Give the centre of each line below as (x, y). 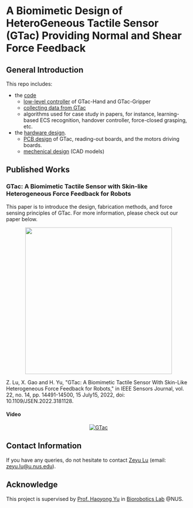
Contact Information (44, 446)
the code (25, 95)
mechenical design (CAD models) (64, 151)
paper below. (22, 219)
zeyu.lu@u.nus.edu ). (31, 466)
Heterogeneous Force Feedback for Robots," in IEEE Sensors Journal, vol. (95, 388)
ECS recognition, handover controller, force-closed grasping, (114, 120)
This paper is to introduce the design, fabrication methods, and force (89, 206)
